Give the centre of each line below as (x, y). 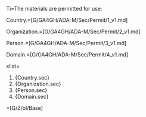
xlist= (13, 66)
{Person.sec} (31, 90)
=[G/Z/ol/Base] (25, 108)
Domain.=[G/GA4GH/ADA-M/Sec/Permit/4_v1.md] (67, 55)
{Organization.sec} (38, 84)
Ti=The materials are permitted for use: (54, 9)
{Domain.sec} (32, 97)
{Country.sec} (32, 78)
